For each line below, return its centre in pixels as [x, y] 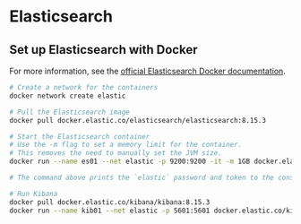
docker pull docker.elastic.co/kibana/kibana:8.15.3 [110, 202]
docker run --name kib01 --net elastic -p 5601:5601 [110, 211]
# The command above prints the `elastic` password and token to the [142, 177]
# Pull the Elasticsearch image [69, 112]
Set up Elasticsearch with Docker [103, 50]
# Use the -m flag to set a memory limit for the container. [126, 145]
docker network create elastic [68, 96]
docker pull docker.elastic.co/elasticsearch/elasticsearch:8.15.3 [138, 120]
